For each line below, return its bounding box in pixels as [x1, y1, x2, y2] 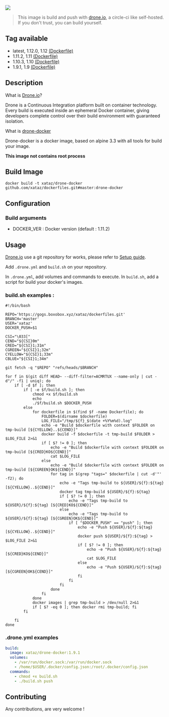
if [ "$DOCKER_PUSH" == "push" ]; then [68, 520, 153, 525]
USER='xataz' [5, 321, 33, 326]
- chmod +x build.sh [14, 674, 58, 679]
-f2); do [5, 476, 24, 481]
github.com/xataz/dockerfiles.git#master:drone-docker [5, 185, 123, 191]
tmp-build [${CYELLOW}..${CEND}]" [5, 427, 78, 433]
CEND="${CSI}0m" [5, 338, 39, 344]
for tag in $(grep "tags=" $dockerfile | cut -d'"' [50, 472, 162, 477]
